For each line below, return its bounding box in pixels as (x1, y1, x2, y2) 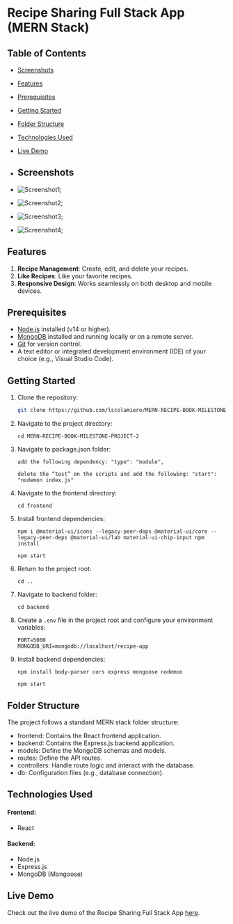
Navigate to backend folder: (17, 590, 97, 599)
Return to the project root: (17, 565, 92, 573)
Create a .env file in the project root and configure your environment (17, 616, 214, 624)
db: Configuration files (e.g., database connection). (17, 768, 165, 776)
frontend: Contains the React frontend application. (17, 731, 161, 740)
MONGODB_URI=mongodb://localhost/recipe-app (17, 643, 149, 650)
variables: (17, 623, 46, 632)
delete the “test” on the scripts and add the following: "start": (17, 471, 217, 478)
